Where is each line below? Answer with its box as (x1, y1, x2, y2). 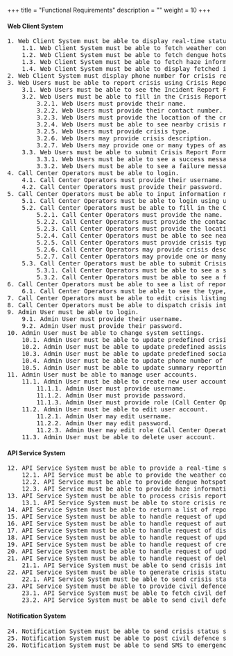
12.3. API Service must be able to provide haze (21, 485, 191, 493)
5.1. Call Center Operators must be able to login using (21, 197, 220, 205)
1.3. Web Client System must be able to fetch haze (21, 58, 201, 66)
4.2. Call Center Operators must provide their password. (21, 183, 223, 191)
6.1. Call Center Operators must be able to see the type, (21, 288, 227, 295)
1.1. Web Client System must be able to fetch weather (21, 44, 213, 52)
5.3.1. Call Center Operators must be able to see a (36, 267, 220, 274)
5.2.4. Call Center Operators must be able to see (36, 232, 213, 240)
